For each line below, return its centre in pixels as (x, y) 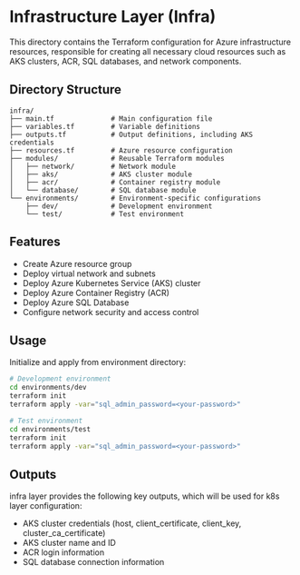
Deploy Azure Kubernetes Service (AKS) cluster (111, 283)
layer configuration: (46, 506)
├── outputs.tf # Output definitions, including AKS (131, 134)
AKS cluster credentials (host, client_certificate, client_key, (132, 523)
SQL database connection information (93, 562)
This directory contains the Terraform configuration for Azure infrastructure (150, 42)
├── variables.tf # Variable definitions (105, 126)
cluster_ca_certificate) (64, 533)
